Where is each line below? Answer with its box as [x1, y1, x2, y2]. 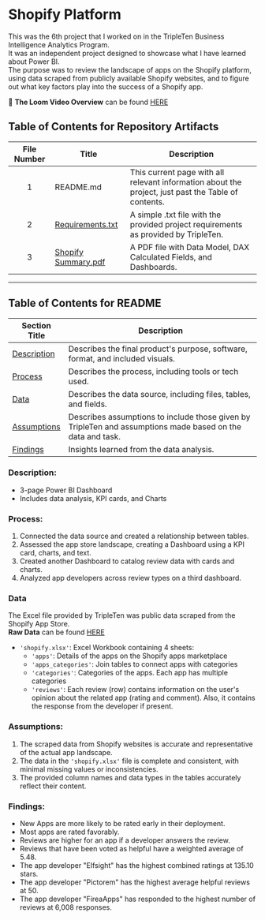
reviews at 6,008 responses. [19, 903, 113, 912]
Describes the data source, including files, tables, [68, 388, 251, 399]
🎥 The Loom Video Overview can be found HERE [8, 97, 169, 107]
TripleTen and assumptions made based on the [68, 421, 242, 432]
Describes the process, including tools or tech [68, 365, 239, 376]
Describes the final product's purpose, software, [68, 343, 248, 354]
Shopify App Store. [8, 619, 70, 629]
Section [21, 320, 51, 331]
